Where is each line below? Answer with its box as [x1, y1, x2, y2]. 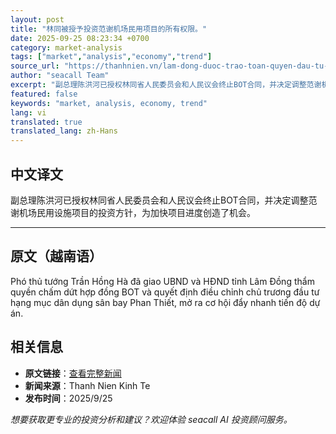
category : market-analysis [10, 42, 123, 53]
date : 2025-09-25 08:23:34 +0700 [10, 33, 150, 43]
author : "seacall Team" [10, 71, 110, 81]
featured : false [10, 89, 78, 99]
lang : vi [10, 107, 47, 118]
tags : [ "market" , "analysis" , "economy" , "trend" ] [10, 52, 213, 62]
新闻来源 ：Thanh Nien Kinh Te [24, 379, 151, 391]
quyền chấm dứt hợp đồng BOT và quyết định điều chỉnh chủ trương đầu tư [10, 286, 320, 298]
